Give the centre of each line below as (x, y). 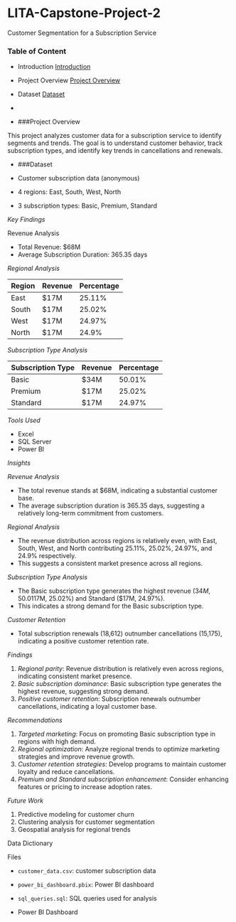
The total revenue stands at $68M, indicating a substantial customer (118, 491)
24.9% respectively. (47, 556)
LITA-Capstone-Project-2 (84, 13)
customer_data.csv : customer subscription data (87, 871)
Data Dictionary (30, 843)
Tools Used (24, 420)
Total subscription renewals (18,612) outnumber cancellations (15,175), (120, 633)
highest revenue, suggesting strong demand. (83, 692)
